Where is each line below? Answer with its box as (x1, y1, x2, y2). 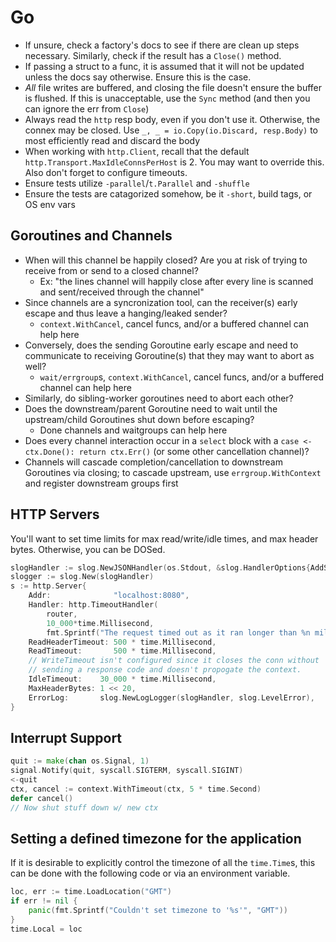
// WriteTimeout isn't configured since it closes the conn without (28, 656, 320, 666)
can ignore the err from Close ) (24, 102, 150, 115)
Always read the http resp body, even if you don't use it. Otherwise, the (24, 113, 321, 125)
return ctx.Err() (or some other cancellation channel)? (78, 445, 310, 457)
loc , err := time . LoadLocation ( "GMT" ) (10, 887, 172, 897)
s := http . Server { (10, 581, 87, 591)
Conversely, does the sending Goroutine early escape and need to (24, 339, 299, 351)
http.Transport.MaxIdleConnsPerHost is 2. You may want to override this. (24, 156, 325, 168)
